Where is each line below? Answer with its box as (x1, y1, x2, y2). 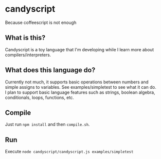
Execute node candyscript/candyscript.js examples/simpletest (5, 149, 134, 155)
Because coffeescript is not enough (5, 20, 77, 25)
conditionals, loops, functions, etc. (5, 94, 74, 100)
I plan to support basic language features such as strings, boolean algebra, (5, 89, 156, 95)
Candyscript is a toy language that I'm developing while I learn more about (5, 46, 154, 52)
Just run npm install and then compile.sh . (5, 121, 90, 127)
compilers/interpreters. (5, 52, 51, 58)
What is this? (5, 34, 46, 42)
